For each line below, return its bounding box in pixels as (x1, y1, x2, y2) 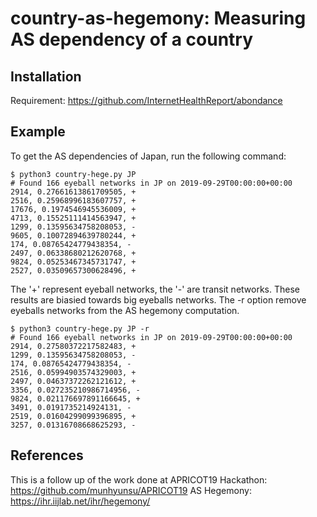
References (10, 447, 84, 464)
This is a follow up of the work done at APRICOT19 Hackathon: (10, 473, 268, 486)
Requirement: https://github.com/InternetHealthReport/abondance (10, 95, 283, 106)
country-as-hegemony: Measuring (10, 7, 307, 30)
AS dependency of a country (10, 28, 254, 51)
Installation (10, 68, 82, 85)
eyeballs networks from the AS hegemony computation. (10, 304, 240, 316)
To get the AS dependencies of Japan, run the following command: (10, 150, 287, 162)
